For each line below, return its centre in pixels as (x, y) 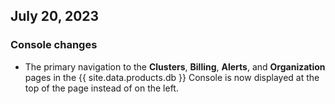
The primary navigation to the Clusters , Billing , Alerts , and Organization (175, 66)
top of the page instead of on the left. (101, 88)
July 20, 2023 (55, 16)
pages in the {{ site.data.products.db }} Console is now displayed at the (172, 77)
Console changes (54, 45)
